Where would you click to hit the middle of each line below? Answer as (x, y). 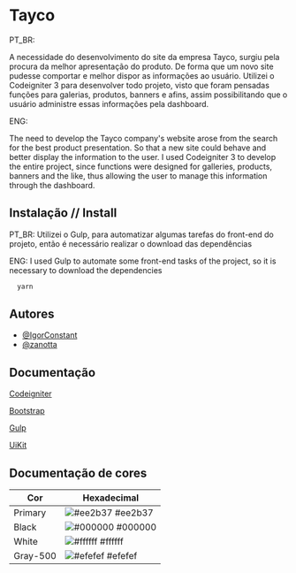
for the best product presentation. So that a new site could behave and (138, 148)
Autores (32, 314)
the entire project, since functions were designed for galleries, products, (140, 166)
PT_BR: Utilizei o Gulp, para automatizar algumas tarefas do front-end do (141, 234)
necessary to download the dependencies (86, 270)
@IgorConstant (49, 335)
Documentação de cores (78, 473)
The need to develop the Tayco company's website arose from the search (144, 138)
